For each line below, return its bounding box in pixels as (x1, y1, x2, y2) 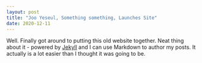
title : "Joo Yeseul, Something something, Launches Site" (6, 15, 157, 21)
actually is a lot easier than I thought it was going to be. (6, 50, 146, 57)
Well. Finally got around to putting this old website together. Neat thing (6, 37, 184, 45)
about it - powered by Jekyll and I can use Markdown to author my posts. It (6, 43, 196, 51)
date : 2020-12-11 (6, 20, 51, 26)
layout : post (6, 9, 40, 15)
